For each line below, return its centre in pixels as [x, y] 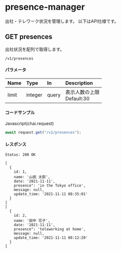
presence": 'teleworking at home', [50, 229]
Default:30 [78, 98]
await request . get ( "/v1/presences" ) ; [43, 133]
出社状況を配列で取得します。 [35, 49]
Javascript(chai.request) [30, 124]
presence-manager [45, 7]
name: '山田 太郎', [32, 177]
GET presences [29, 37]
